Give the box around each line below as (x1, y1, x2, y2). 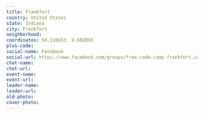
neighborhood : (6, 32, 42, 38)
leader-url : (6, 88, 36, 94)
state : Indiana (6, 20, 45, 26)
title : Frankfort (6, 9, 50, 15)
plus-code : (6, 43, 34, 49)
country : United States (6, 15, 67, 21)
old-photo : (6, 94, 34, 100)
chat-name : (6, 60, 34, 66)
